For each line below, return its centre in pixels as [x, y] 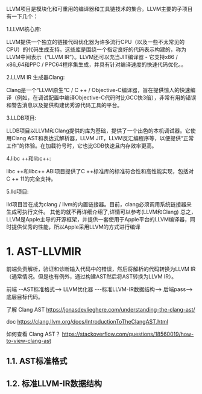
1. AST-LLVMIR [44, 252]
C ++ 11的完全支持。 [31, 179]
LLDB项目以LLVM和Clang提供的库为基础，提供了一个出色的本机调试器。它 [99, 131]
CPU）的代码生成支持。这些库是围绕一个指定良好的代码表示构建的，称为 [96, 49]
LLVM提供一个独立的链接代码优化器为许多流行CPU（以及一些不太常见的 [96, 42]
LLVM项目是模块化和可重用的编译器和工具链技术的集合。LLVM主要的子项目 [99, 9]
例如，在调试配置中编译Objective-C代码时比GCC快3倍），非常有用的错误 [106, 97]
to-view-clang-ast [29, 340]
